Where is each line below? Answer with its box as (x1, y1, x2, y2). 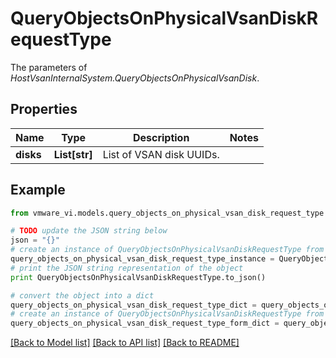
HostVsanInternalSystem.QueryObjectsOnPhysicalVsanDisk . (10, 72, 260, 84)
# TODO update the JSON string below (10, 226, 168, 236)
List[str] (53, 147, 93, 161)
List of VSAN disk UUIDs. (102, 147, 220, 161)
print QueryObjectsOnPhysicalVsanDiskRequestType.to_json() (10, 272, 267, 282)
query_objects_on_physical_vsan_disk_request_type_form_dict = (10, 318, 280, 329)
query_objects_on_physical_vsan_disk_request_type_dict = (10, 300, 257, 310)
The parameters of (10, 61, 88, 73)
